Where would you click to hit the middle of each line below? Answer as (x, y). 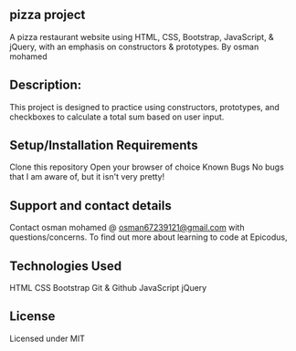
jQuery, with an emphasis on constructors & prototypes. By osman (134, 46)
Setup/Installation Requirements (104, 145)
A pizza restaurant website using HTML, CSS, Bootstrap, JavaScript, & (142, 36)
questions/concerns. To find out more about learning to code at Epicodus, (148, 237)
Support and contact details (90, 206)
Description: (46, 85)
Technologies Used (65, 266)
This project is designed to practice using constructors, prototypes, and (145, 107)
